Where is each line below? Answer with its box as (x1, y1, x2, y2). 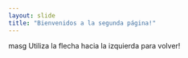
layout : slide (8, 11, 56, 20)
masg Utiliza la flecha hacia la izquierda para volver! (8, 41, 181, 50)
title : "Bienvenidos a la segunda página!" (8, 19, 157, 27)
